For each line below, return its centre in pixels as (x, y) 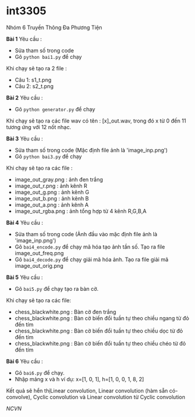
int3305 (26, 11)
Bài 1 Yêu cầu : (24, 39)
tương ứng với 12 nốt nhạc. (39, 127)
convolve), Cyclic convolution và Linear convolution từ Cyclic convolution (96, 397)
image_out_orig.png (39, 265)
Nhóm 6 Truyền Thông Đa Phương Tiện (54, 27)
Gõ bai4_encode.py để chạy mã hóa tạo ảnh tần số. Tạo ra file (90, 247)
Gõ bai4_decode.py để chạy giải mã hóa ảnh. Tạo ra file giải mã (92, 259)
